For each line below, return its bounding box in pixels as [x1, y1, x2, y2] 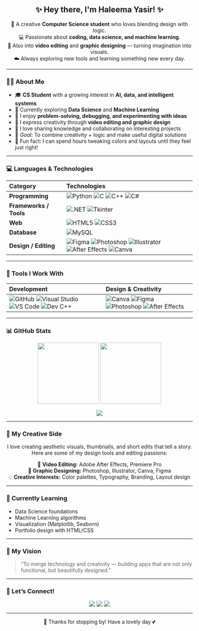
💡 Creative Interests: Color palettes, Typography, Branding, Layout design [8, 473, 191, 481]
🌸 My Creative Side [6, 430, 62, 438]
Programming [9, 192, 49, 200]
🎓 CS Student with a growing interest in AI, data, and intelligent [14, 91, 174, 98]
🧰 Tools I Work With [6, 270, 64, 278]
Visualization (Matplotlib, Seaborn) [14, 520, 99, 527]
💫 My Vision [6, 547, 41, 555]
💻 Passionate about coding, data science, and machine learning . [18, 33, 181, 40]
